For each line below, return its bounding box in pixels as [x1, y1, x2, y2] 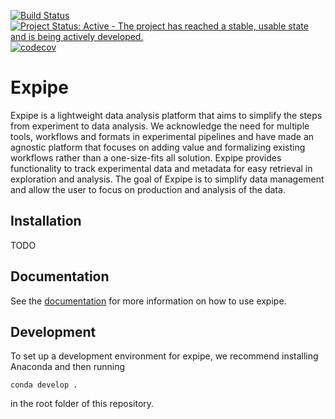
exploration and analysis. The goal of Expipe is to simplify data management [10, 173, 325, 185]
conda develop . [10, 380, 78, 390]
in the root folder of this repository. [10, 398, 155, 410]
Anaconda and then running [10, 361, 126, 373]
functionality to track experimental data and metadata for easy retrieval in [10, 162, 313, 174]
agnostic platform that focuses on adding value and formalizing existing [10, 141, 306, 153]
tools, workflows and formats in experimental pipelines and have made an [10, 130, 315, 142]
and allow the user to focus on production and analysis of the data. [10, 183, 286, 195]
